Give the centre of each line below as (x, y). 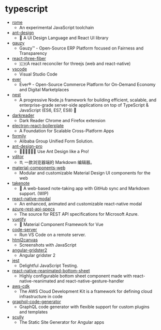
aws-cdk (21, 286)
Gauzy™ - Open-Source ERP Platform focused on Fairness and (81, 48)
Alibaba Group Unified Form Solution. (56, 141)
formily (19, 136)
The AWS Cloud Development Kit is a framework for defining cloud (86, 291)
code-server (24, 229)
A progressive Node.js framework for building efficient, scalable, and (88, 100)
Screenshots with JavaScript (48, 245)
